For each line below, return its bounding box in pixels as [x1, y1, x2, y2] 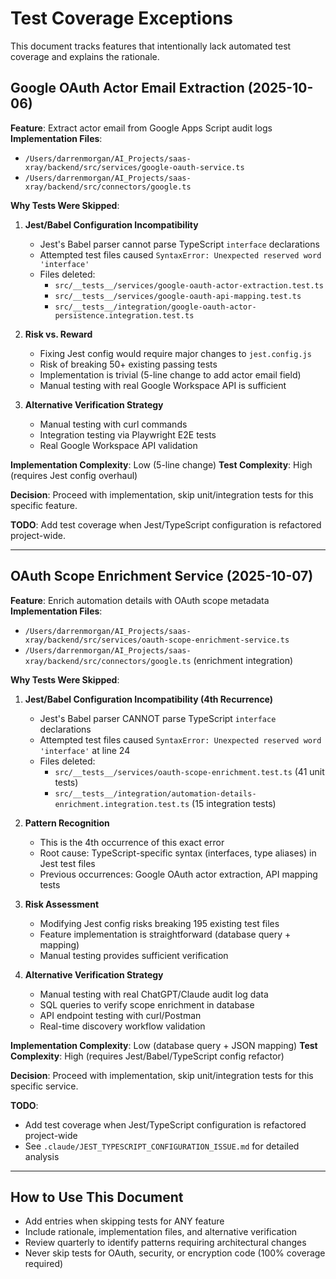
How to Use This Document [10, 1188, 184, 1206]
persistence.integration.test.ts [54, 310, 195, 321]
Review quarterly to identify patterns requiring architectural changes [24, 1237, 307, 1249]
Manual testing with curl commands [39, 418, 188, 430]
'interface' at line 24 [39, 744, 131, 756]
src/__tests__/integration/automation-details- [54, 788, 257, 799]
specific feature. [10, 499, 78, 511]
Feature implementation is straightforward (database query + [39, 928, 292, 940]
